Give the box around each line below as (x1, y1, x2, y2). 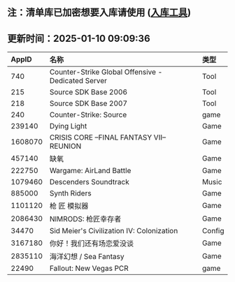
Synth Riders (49, 188, 92, 198)
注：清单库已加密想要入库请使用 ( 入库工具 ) (7, 6, 191, 19)
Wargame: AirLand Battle (49, 166, 131, 176)
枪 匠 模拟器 (49, 201, 89, 211)
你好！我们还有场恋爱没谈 (49, 239, 134, 248)
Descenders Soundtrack (49, 177, 129, 187)
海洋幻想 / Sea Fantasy (49, 252, 124, 262)
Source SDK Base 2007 (49, 98, 128, 108)
